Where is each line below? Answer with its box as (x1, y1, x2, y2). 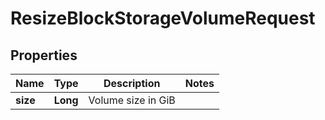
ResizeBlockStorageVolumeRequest (10, 7, 316, 30)
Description (103, 77, 161, 90)
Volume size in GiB (88, 93, 176, 107)
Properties (10, 47, 78, 64)
